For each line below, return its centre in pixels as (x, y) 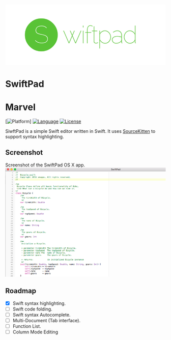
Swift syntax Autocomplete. (41, 315)
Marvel (20, 107)
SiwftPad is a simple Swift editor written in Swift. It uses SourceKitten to (80, 131)
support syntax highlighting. (35, 136)
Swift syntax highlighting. (39, 303)
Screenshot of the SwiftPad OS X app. (45, 165)
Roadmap (21, 291)
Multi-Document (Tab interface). (46, 320)
